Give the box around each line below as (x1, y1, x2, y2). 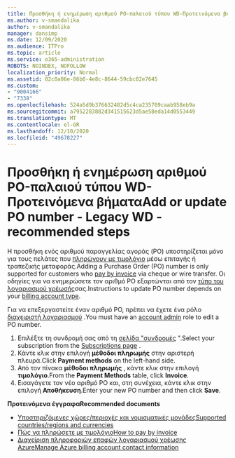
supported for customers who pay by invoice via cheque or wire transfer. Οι (7, 269, 226, 278)
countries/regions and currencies (17, 421, 114, 429)
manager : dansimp (7, 29, 58, 37)
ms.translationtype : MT (7, 114, 77, 121)
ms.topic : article (7, 50, 61, 57)
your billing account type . (7, 292, 81, 300)
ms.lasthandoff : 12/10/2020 (7, 128, 90, 135)
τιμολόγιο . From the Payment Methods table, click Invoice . (17, 371, 189, 379)
